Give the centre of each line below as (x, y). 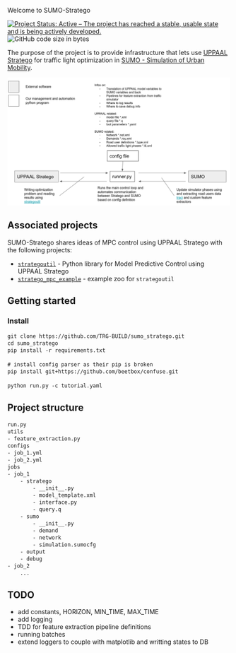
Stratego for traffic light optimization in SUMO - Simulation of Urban (106, 60)
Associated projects (53, 225)
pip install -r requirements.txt (57, 351)
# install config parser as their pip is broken (80, 365)
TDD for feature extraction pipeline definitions (84, 627)
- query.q (47, 510)
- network (47, 538)
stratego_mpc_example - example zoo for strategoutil (96, 278)
